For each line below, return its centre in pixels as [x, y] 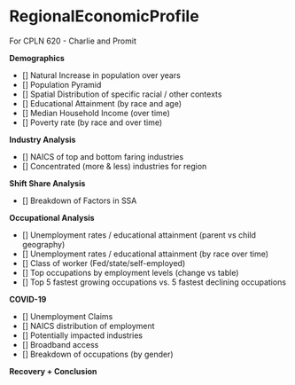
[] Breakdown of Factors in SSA [79, 200]
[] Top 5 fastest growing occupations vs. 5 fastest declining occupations [154, 282]
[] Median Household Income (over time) [96, 113]
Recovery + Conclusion [53, 371]
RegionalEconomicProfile [104, 16]
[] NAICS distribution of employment [88, 326]
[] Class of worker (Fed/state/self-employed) [104, 263]
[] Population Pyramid [62, 84]
